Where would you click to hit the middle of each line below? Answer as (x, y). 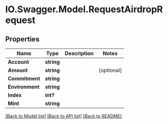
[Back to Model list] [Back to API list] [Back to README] (64, 116)
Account (18, 62)
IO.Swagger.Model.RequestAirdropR (84, 9)
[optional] (110, 70)
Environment (24, 87)
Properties (22, 39)
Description (79, 53)
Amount (18, 70)
